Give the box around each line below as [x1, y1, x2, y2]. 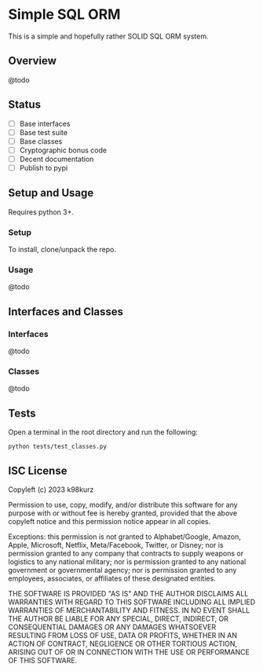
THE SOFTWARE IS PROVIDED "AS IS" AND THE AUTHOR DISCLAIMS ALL [8, 588, 249, 598]
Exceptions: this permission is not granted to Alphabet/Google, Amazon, [8, 532, 241, 541]
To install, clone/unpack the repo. [8, 245, 116, 255]
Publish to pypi [19, 163, 68, 172]
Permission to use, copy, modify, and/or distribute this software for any [8, 500, 238, 509]
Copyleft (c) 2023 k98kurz [8, 485, 94, 494]
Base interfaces [19, 119, 71, 128]
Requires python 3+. [8, 207, 75, 217]
